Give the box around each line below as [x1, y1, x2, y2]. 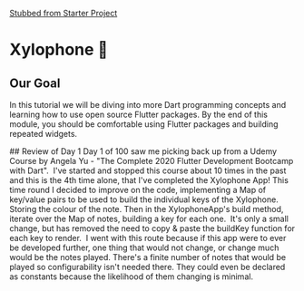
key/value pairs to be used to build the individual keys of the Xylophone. [9, 194, 279, 205]
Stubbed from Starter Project [9, 8, 118, 18]
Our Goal [9, 75, 61, 91]
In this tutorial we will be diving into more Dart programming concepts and [9, 100, 287, 110]
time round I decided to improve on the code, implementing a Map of [9, 185, 267, 195]
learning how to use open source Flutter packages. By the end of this [9, 109, 268, 120]
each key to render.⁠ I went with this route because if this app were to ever [9, 233, 287, 243]
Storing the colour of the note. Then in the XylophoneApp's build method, [9, 204, 284, 214]
